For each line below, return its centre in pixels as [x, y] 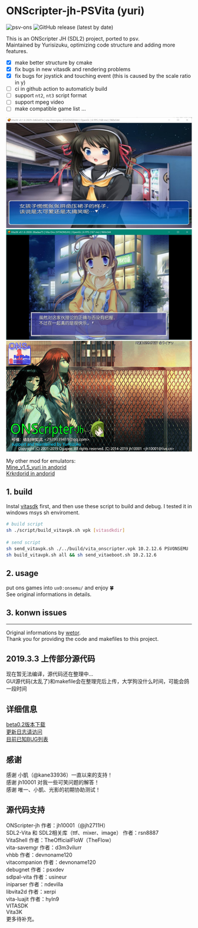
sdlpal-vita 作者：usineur [37, 877]
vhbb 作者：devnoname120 [39, 855]
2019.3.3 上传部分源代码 [51, 659]
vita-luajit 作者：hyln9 [33, 899]
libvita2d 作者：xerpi [31, 891]
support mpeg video [39, 102]
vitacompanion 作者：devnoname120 [51, 862]
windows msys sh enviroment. [43, 512]
